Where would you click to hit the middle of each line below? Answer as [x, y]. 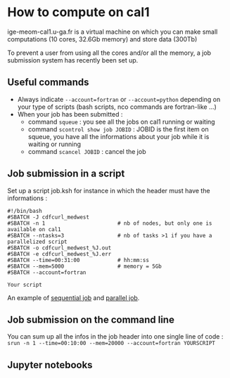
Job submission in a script [66, 174]
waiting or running [55, 144]
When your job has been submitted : [70, 114]
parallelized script [38, 242]
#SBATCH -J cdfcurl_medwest [49, 217]
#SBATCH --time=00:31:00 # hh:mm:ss [78, 260]
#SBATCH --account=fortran [47, 272]
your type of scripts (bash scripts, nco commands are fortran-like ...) [117, 107]
